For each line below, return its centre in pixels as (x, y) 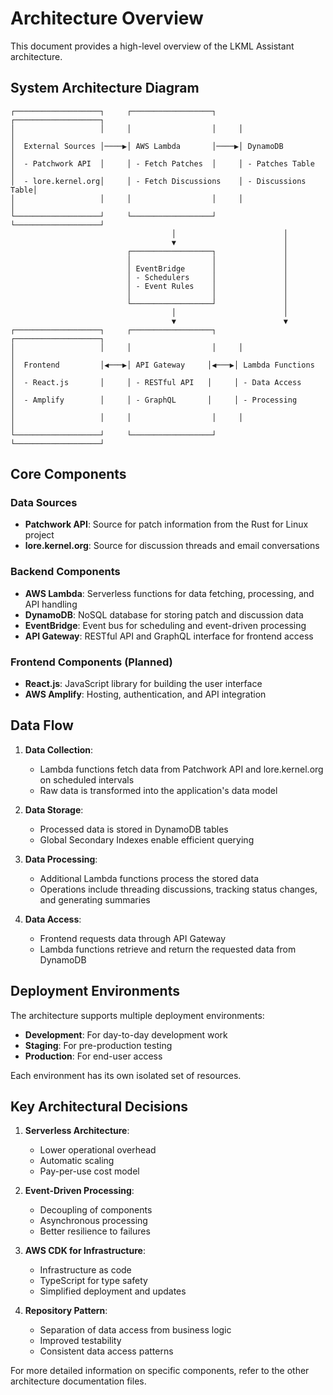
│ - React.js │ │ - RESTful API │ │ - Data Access (156, 382)
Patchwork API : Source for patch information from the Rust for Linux (166, 524)
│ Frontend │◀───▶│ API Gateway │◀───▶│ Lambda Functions (162, 365)
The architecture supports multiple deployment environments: (137, 1015)
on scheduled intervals (87, 779)
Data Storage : (54, 809)
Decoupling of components (96, 1210)
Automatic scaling (77, 1161)
